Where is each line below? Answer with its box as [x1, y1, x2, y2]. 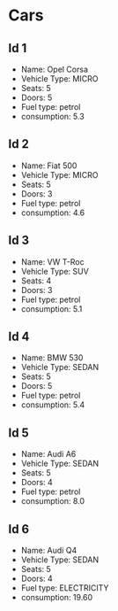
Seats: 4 [20, 275, 52, 286]
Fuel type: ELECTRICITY [20, 583, 109, 593]
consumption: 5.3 [20, 112, 85, 121]
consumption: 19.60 [20, 592, 93, 603]
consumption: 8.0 [20, 496, 85, 507]
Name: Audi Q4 [20, 545, 77, 556]
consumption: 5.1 [20, 303, 83, 314]
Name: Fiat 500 [20, 160, 77, 171]
